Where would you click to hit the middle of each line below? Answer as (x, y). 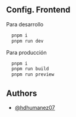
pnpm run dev (28, 41)
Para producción (26, 52)
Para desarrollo (25, 24)
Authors (22, 93)
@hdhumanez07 (35, 108)
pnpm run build (30, 69)
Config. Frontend (38, 10)
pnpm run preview (33, 74)
